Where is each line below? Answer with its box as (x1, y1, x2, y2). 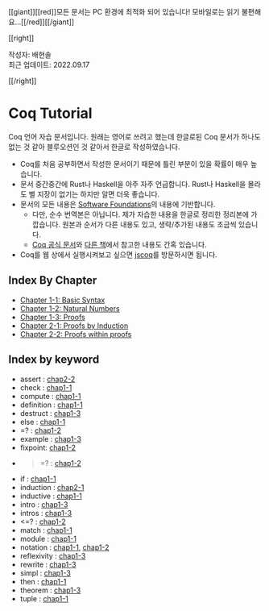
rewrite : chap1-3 (19, 559, 77, 569)
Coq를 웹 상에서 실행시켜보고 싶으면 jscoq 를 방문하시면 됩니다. (19, 249, 217, 260)
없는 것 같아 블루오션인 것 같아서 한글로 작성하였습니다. (8, 142, 180, 152)
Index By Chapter (8, 273, 97, 288)
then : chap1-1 (19, 576, 67, 586)
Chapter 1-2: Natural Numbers (19, 303, 120, 313)
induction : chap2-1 (19, 482, 85, 492)
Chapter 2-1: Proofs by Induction (19, 321, 129, 330)
